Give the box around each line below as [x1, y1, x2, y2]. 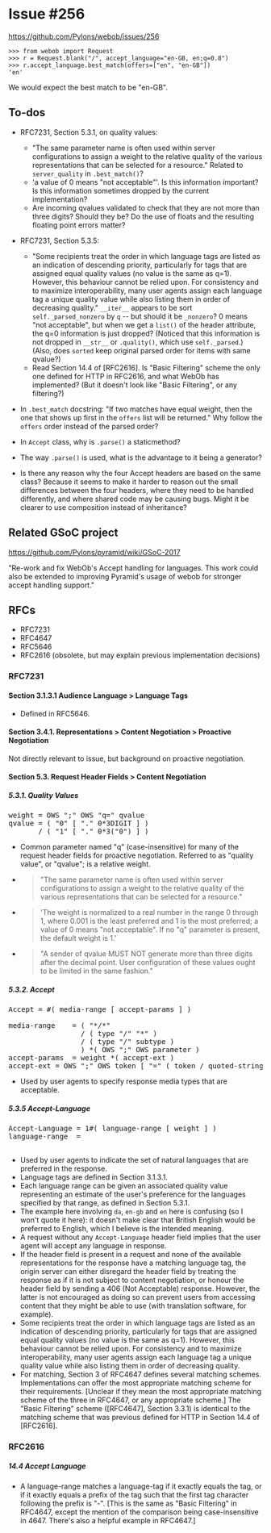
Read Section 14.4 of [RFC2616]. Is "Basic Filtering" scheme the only [31, 362, 261, 372]
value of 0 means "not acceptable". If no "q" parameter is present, [40, 925, 261, 934]
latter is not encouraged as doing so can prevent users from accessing [19, 1293, 256, 1302]
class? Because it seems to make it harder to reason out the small [19, 477, 239, 487]
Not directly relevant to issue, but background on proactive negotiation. [8, 754, 246, 763]
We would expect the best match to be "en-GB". [8, 82, 168, 92]
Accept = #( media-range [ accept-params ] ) [8, 1005, 192, 1014]
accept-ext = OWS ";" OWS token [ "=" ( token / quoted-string [8, 1062, 264, 1071]
